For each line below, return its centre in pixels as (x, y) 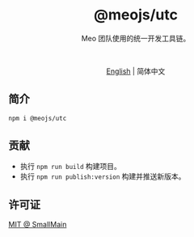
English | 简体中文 (136, 71)
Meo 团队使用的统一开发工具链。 (136, 38)
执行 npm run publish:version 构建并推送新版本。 (103, 176)
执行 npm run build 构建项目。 (70, 167)
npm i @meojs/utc (38, 118)
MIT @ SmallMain (38, 225)
